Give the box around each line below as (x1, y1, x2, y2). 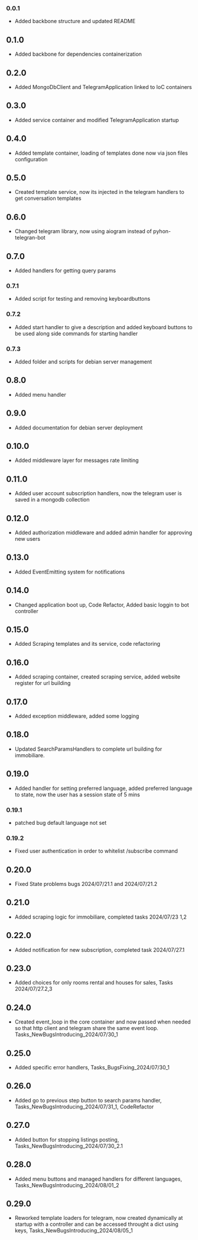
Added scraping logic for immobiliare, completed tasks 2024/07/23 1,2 (14, 913, 187, 920)
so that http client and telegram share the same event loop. (14, 1025, 158, 1032)
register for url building (14, 680, 71, 687)
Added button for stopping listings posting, (14, 1136, 119, 1143)
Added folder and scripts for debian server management (14, 358, 152, 365)
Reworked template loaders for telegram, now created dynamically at (14, 1215, 183, 1222)
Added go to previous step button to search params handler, (14, 1096, 162, 1104)
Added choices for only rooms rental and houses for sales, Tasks (14, 979, 173, 986)
